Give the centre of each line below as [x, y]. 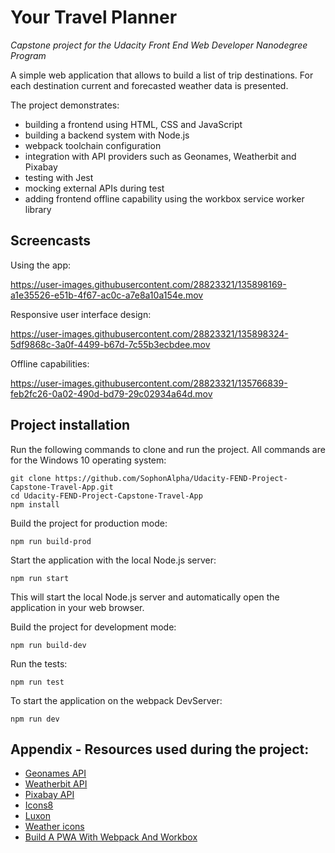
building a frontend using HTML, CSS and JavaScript [133, 124]
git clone [31, 478]
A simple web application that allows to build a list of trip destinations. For [162, 75]
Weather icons [54, 827]
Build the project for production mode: [89, 523]
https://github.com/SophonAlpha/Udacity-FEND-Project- [171, 478]
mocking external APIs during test [94, 188]
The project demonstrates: [65, 105]
